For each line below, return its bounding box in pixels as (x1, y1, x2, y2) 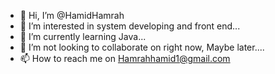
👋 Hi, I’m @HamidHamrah (19, 10, 125, 21)
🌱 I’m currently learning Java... (19, 31, 147, 42)
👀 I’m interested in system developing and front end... (19, 20, 241, 32)
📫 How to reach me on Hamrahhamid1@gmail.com (19, 53, 231, 64)
